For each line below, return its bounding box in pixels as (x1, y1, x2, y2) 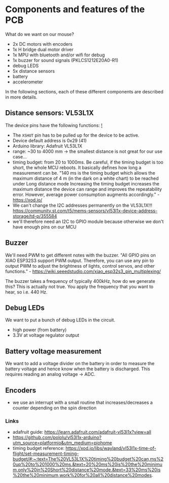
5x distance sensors (12, 68, 55, 74)
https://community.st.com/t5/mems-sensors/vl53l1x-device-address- (12, 207, 158, 214)
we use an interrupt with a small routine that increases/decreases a (12, 400, 153, 405)
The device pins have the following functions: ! (5, 122, 103, 128)
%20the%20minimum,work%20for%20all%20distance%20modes (12, 472, 152, 478)
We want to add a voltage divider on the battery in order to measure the (5, 361, 155, 367)
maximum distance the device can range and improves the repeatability (12, 186, 162, 192)
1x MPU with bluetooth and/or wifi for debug (12, 52, 105, 58)
